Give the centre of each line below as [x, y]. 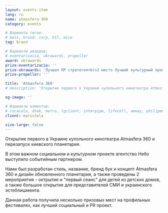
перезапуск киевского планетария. [43, 144]
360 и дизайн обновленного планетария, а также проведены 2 [72, 174]
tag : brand [16, 42]
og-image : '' [19, 97]
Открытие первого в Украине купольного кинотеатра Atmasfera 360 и [80, 139]
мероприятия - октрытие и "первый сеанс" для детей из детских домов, [83, 180]
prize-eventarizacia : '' [31, 65]
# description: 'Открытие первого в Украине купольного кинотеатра [77, 88]
